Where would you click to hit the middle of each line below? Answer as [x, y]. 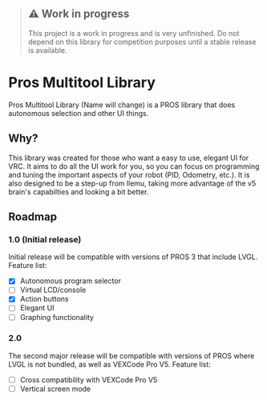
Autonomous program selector [71, 281]
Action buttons [44, 299]
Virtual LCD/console [53, 290]
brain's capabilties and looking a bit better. [79, 191]
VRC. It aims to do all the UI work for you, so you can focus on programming [134, 166]
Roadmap [33, 216]
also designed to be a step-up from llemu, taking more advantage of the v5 [132, 183]
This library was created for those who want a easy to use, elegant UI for [129, 158]
